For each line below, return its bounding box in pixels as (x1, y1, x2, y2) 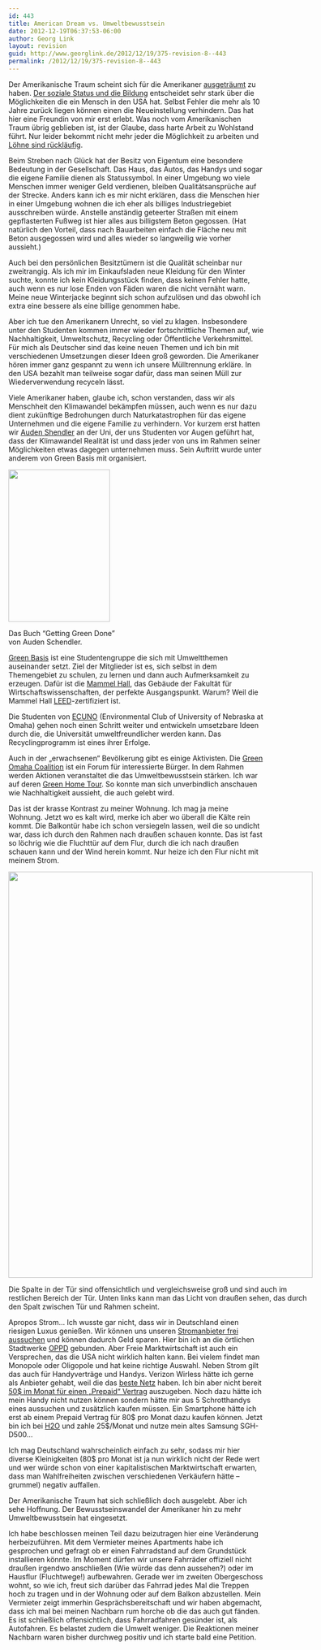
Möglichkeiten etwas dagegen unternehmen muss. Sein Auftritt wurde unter (8, 444, 262, 454)
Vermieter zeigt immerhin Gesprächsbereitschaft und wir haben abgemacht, (8, 1597, 263, 1607)
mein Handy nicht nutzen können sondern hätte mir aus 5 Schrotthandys (8, 1395, 251, 1405)
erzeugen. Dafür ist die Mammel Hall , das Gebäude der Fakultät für (8, 678, 233, 688)
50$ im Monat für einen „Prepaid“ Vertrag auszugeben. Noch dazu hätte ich (8, 1386, 262, 1396)
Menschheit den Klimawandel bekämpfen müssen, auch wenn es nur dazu (8, 401, 257, 411)
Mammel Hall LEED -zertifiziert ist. (8, 695, 122, 705)
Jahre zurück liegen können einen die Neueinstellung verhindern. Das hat (8, 105, 254, 115)
